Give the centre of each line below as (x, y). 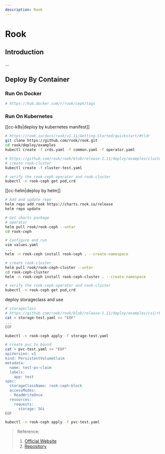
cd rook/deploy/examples (30, 145)
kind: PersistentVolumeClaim (35, 358)
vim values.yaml (22, 245)
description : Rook (24, 10)
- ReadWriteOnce (26, 395)
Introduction (25, 52)
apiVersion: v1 (21, 354)
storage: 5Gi (31, 409)
